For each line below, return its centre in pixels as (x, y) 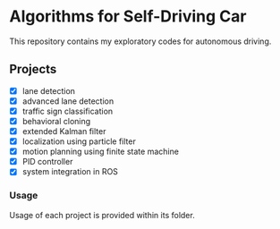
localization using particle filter (79, 141)
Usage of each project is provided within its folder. (102, 215)
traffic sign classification (68, 111)
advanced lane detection (68, 101)
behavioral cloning (56, 121)
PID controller (47, 162)
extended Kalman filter (64, 131)
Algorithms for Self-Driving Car (128, 17)
